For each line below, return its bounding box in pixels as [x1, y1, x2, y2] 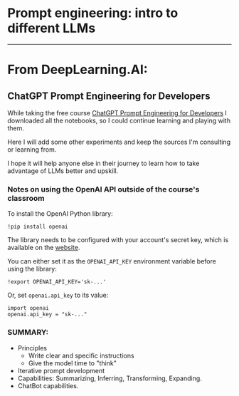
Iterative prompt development [17, 366, 105, 375]
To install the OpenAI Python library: [7, 209, 113, 218]
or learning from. [7, 145, 57, 154]
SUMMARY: [7, 328, 49, 338]
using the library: [7, 265, 57, 273]
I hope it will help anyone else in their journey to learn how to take [7, 159, 200, 167]
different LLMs [7, 20, 96, 36]
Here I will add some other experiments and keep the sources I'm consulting [7, 137, 231, 146]
